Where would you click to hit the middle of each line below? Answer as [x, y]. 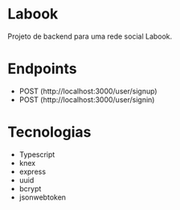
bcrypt [30, 188]
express [32, 171]
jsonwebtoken [42, 197]
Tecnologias [49, 132]
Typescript [37, 154]
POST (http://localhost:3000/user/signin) [87, 99]
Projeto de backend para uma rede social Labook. [90, 36]
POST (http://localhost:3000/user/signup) [88, 91]
